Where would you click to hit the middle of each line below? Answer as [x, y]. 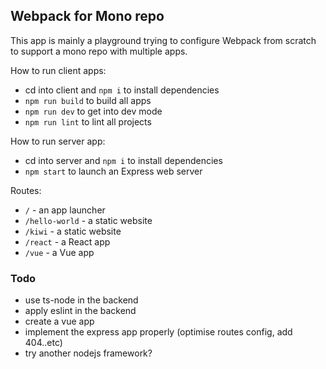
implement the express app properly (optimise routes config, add [158, 332]
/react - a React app [67, 241]
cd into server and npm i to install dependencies [123, 160]
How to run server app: [58, 141]
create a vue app [59, 321]
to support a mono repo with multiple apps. [99, 51]
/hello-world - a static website [88, 220]
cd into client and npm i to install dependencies [122, 90]
